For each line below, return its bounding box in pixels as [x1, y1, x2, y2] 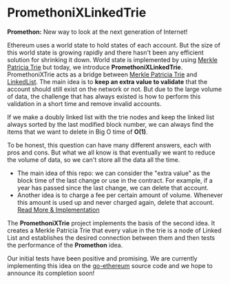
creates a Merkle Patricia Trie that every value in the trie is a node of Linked [7, 226, 222, 234]
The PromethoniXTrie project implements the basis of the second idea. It [7, 219, 216, 227]
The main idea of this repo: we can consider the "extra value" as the [17, 169, 211, 177]
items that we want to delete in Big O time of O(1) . [7, 128, 148, 136]
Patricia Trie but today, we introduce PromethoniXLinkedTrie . [7, 63, 183, 71]
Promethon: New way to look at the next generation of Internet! [7, 28, 188, 36]
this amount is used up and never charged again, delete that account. [17, 198, 215, 206]
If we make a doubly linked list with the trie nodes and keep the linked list [7, 112, 215, 121]
